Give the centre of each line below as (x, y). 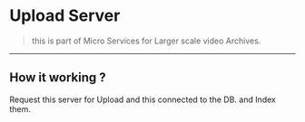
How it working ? (58, 78)
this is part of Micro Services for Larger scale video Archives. (146, 41)
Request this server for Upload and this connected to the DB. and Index (143, 99)
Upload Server (65, 16)
